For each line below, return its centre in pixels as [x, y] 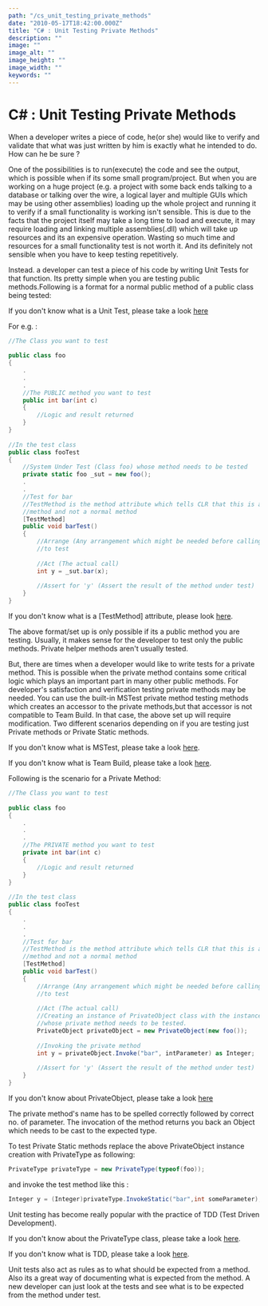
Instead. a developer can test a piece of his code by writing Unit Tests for [129, 269]
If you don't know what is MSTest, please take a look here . [104, 747]
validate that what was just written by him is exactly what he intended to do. [133, 145]
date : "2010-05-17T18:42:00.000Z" [66, 23]
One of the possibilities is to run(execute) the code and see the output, [124, 169]
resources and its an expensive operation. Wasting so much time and [122, 237]
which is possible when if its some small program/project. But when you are [132, 177]
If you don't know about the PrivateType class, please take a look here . [124, 1238]
